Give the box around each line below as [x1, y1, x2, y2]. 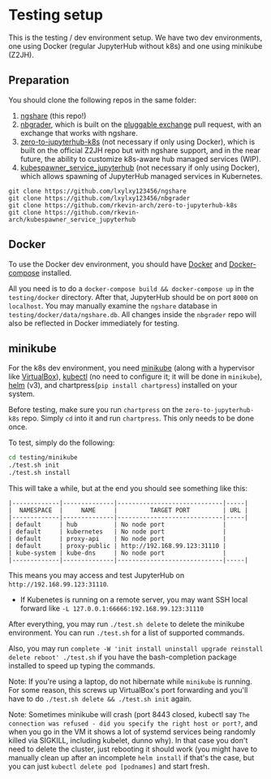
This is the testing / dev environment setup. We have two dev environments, [8, 33, 263, 42]
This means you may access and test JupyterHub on [8, 571, 185, 580]
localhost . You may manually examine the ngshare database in [8, 301, 217, 311]
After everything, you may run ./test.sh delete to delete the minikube [8, 620, 245, 629]
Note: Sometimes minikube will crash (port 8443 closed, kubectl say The [8, 710, 250, 719]
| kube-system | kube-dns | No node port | [8, 549, 227, 557]
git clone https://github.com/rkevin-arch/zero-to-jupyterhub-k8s [8, 201, 238, 209]
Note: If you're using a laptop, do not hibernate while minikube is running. [8, 677, 253, 686]
